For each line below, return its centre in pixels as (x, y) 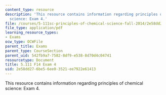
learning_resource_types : (32, 32)
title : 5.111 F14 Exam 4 (31, 64)
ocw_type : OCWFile (24, 42)
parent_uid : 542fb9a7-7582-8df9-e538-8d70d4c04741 (58, 55)
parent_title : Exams (26, 46)
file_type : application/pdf (34, 28)
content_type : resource (30, 10)
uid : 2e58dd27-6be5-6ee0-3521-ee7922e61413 (51, 69)
